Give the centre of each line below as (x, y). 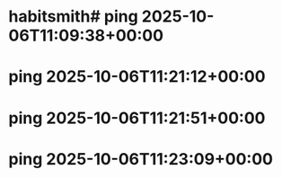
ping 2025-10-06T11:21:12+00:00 (137, 77)
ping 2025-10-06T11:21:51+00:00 (137, 118)
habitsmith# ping (73, 17)
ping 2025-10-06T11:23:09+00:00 (141, 159)
